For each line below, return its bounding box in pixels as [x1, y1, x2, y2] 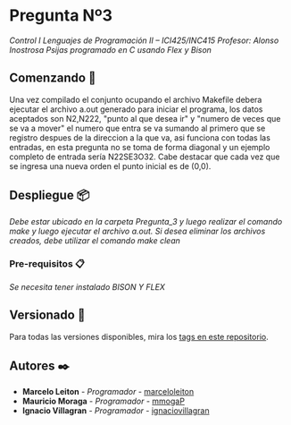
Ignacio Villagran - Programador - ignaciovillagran [21, 405, 210, 416]
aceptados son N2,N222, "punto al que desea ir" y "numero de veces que [9, 113, 281, 123]
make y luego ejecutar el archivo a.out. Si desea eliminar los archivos [9, 225, 266, 236]
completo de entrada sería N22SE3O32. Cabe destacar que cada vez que [9, 151, 280, 162]
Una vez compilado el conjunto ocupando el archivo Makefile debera [9, 94, 262, 105]
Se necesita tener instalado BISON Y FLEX [9, 281, 165, 292]
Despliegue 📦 [9, 188, 90, 203]
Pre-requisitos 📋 [9, 258, 85, 270]
